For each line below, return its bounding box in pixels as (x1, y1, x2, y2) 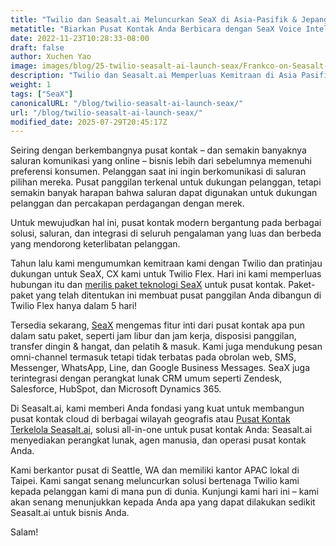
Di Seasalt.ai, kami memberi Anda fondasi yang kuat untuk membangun (10, 402, 305, 415)
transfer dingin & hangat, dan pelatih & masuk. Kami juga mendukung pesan (10, 341, 323, 353)
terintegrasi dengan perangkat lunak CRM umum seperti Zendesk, (10, 372, 283, 385)
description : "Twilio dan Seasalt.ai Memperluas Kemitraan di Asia (10, 71, 298, 81)
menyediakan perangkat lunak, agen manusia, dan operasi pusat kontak (10, 434, 307, 446)
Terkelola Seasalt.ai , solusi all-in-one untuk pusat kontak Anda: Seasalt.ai (10, 424, 313, 436)
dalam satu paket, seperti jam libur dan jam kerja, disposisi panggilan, (10, 330, 297, 342)
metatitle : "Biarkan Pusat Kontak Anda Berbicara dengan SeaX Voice (10, 24, 302, 34)
